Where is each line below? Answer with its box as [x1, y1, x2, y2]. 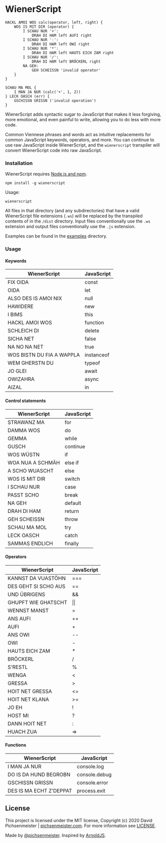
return [64, 507, 79, 514]
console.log [76, 763, 104, 770]
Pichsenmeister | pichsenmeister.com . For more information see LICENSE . [5, 823, 157, 829]
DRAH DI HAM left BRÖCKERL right [31, 59, 101, 64]
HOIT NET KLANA [7, 696, 50, 703]
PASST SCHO [7, 491, 40, 498]
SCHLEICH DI [7, 327, 39, 334]
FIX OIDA [7, 279, 29, 286]
